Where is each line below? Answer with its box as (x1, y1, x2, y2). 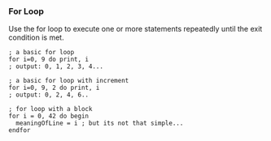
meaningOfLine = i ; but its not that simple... (15, 119, 184, 127)
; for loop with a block (8, 105, 93, 113)
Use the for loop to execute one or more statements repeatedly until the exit (8, 24, 263, 34)
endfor (8, 126, 31, 135)
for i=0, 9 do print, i (8, 55, 90, 64)
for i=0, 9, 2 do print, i (8, 83, 100, 92)
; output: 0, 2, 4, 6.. (8, 91, 90, 99)
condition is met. (8, 32, 64, 42)
